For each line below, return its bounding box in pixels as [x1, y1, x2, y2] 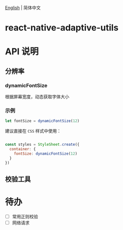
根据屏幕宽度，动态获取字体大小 [5, 94, 69, 100]
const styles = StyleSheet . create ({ [5, 142, 80, 147]
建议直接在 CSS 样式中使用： [5, 128, 61, 134]
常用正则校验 [12, 213, 38, 219]
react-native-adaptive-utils [5, 22, 119, 33]
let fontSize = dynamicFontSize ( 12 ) [5, 118, 80, 124]
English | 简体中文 [5, 5, 41, 10]
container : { [9, 147, 36, 152]
